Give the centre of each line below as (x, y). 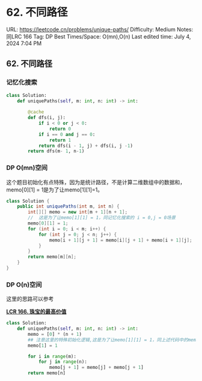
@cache (36, 112)
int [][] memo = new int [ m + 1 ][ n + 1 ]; (78, 212)
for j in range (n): (63, 362)
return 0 (60, 129)
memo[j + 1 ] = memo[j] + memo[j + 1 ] (96, 368)
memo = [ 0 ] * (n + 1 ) (55, 334)
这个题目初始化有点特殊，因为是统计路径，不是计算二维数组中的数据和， (96, 182)
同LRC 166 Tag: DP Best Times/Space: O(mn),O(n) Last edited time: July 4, (99, 36)
